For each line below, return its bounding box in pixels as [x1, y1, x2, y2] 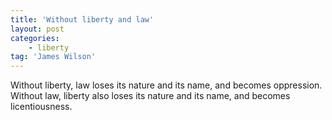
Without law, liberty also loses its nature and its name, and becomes [10, 90, 291, 102]
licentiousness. [10, 101, 73, 113]
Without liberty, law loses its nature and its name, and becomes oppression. [10, 79, 323, 91]
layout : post [10, 24, 65, 34]
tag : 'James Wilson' [10, 52, 97, 62]
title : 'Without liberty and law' [10, 14, 155, 25]
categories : [10, 33, 60, 43]
